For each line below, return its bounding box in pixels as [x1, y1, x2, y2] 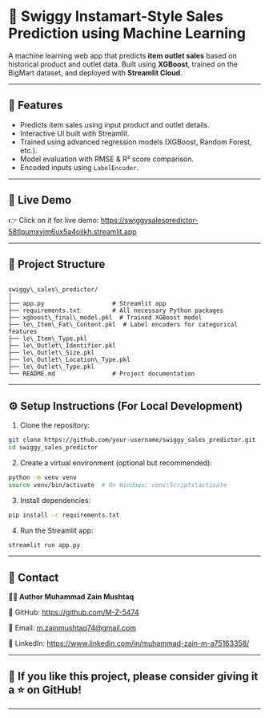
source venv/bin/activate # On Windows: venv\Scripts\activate [8, 481, 227, 489]
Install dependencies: [19, 495, 91, 505]
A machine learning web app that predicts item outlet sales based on [8, 51, 238, 60]
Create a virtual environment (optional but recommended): [19, 457, 212, 468]
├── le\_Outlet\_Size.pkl [8, 349, 94, 357]
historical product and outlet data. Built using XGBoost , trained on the [8, 59, 239, 69]
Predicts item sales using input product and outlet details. [19, 120, 210, 129]
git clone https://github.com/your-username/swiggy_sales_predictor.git [8, 436, 256, 444]
